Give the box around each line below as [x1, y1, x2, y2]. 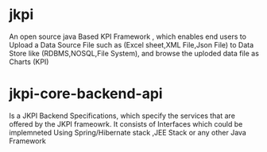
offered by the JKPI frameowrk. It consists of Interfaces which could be [9, 119, 243, 128]
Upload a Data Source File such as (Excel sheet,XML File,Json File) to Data [9, 40, 254, 49]
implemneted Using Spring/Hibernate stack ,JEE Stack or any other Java [9, 127, 247, 137]
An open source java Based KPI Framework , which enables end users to [9, 32, 247, 41]
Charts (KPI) [9, 57, 49, 66]
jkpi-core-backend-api [9, 85, 163, 103]
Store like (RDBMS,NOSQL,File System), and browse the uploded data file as [9, 48, 259, 58]
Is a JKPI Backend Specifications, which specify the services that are [9, 111, 235, 120]
